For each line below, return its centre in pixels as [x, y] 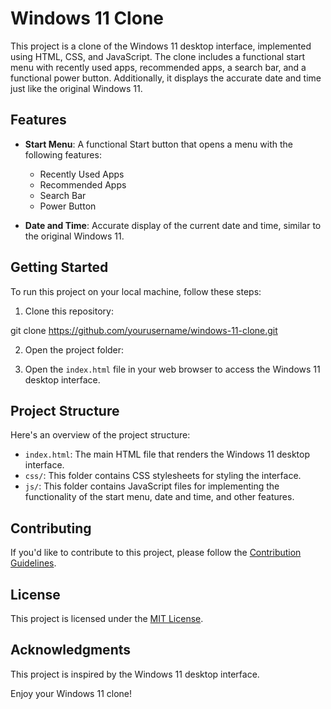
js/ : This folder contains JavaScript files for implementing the [152, 486]
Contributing [51, 528]
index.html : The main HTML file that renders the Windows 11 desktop [167, 454]
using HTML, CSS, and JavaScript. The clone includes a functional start [158, 56]
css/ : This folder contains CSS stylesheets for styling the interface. [163, 476]
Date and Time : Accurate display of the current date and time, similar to [173, 225]
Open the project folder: [74, 349]
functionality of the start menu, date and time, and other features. [159, 497]
